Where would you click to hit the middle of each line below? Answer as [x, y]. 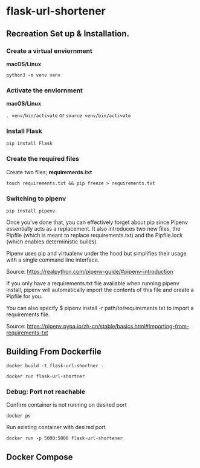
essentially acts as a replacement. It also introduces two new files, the [93, 229]
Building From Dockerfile [54, 352]
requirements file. [28, 314]
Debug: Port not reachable [46, 392]
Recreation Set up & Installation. [68, 34]
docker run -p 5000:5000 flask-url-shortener [64, 438]
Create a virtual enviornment [49, 51]
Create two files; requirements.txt [49, 172]
